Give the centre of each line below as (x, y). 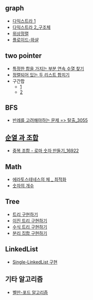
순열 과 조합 (22, 137)
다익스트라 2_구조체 (31, 27)
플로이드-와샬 (25, 40)
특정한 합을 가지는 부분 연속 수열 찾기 (48, 68)
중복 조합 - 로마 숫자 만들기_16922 (46, 151)
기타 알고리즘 (24, 279)
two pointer (23, 56)
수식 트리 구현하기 (30, 227)
